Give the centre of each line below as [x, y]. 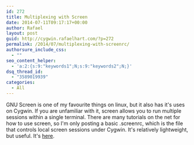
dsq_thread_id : [25, 72]
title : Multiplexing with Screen [47, 17]
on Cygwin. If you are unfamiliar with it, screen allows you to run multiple [94, 111]
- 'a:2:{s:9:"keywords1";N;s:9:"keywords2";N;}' [72, 66]
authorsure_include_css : [36, 50]
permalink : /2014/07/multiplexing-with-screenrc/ [68, 45]
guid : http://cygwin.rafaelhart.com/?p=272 [60, 39]
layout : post [22, 33]
